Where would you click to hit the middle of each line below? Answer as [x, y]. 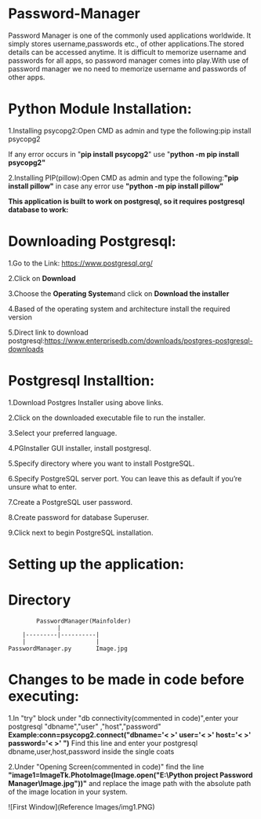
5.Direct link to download [48, 332]
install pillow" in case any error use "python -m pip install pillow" [116, 186]
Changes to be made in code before [126, 680]
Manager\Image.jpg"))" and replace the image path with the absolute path [130, 783]
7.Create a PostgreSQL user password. [71, 502]
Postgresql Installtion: [82, 381]
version [20, 317]
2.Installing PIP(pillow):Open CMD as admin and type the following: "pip [123, 177]
